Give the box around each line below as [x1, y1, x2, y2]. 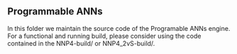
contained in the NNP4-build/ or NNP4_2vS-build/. [7, 39, 155, 48]
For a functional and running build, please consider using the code [7, 32, 202, 40]
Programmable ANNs [7, 6, 103, 18]
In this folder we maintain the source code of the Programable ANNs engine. [7, 24, 231, 32]
